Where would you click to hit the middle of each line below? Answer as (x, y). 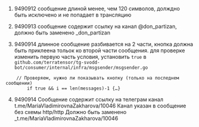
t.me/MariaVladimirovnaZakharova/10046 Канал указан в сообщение (100, 106)
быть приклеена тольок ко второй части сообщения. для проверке (99, 50)
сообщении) (19, 83)
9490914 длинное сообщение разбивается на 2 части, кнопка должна (104, 44)
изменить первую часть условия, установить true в (80, 57)
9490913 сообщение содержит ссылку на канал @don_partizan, (95, 26)
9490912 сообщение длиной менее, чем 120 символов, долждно (97, 9)
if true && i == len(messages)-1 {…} (74, 88)
